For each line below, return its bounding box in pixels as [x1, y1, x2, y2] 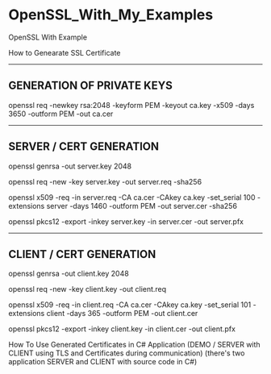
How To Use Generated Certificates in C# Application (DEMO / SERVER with [8, 340, 261, 350]
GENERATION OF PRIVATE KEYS [8, 79, 173, 93]
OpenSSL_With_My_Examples [8, 6, 214, 24]
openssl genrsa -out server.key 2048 [8, 161, 131, 171]
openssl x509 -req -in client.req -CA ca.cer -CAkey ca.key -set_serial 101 [8, 300, 252, 310]
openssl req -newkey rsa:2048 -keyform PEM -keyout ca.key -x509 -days [8, 100, 255, 110]
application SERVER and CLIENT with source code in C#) [8, 357, 198, 367]
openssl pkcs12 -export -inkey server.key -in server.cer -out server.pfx [8, 216, 244, 226]
